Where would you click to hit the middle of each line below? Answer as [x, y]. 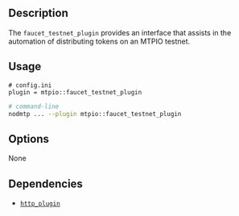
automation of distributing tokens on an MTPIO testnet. [99, 41]
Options [29, 139]
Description [38, 13]
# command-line [34, 106]
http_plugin [40, 204]
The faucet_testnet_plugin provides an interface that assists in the [120, 32]
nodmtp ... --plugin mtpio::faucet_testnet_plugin [95, 114]
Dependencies [45, 183]
